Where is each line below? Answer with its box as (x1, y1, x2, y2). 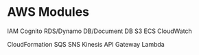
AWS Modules (7, 4, 90, 20)
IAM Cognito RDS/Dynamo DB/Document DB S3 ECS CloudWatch (7, 27, 192, 35)
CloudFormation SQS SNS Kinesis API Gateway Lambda (7, 40, 165, 48)
